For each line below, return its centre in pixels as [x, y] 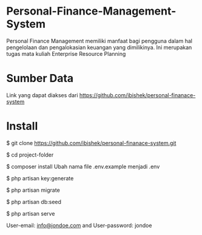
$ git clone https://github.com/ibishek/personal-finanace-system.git [91, 143]
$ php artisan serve [31, 213]
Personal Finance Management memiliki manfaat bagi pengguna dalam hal [99, 41]
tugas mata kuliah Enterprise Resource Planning [66, 53]
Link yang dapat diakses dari [42, 95]
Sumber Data [40, 79]
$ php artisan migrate [33, 190]
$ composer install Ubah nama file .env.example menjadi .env [83, 166]
